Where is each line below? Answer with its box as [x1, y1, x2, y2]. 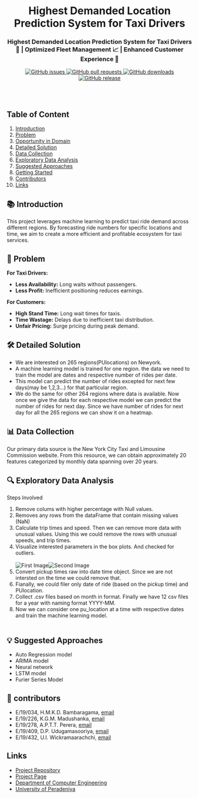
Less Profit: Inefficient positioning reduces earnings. [15, 287, 144, 294]
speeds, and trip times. [15, 537, 71, 544]
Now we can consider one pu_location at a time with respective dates [15, 606, 184, 613]
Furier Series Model [15, 676, 64, 683]
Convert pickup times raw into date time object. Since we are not [15, 568, 173, 575]
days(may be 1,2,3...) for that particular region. [15, 384, 128, 391]
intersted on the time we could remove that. [15, 575, 121, 582]
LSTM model [15, 670, 47, 677]
